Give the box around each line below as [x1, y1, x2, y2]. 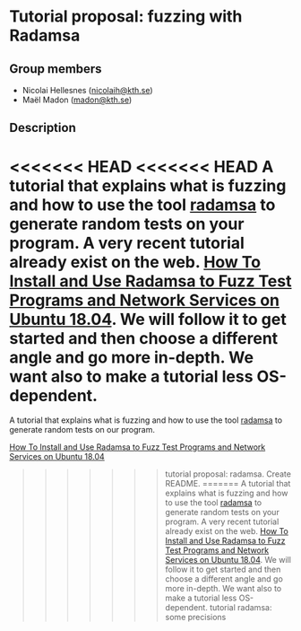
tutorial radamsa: [209, 602, 272, 613]
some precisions [165, 612, 227, 623]
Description [9, 120, 76, 136]
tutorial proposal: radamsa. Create [165, 469, 291, 479]
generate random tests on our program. [9, 425, 155, 435]
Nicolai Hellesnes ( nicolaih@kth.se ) [21, 85, 154, 95]
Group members [9, 61, 102, 76]
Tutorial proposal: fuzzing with [9, 6, 243, 27]
